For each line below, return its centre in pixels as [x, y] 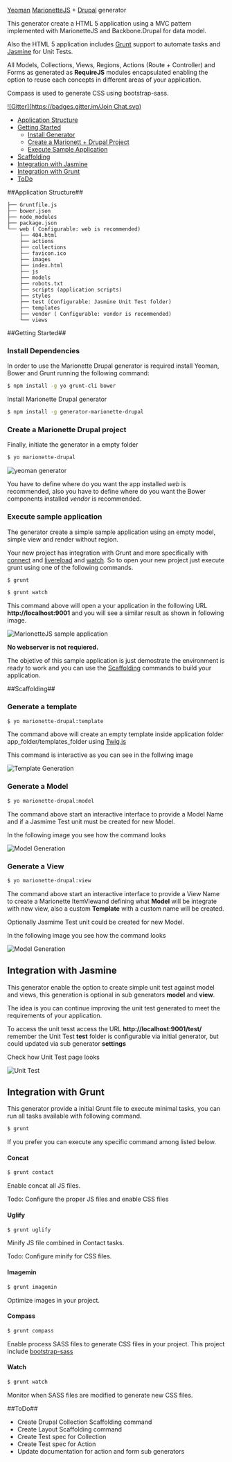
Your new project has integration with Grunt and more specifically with [108, 553]
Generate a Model [38, 787]
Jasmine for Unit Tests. [40, 52]
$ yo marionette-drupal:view [49, 880]
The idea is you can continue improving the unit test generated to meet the [114, 1008]
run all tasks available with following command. [74, 1116]
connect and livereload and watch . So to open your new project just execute [116, 560]
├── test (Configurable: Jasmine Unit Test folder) [96, 302]
